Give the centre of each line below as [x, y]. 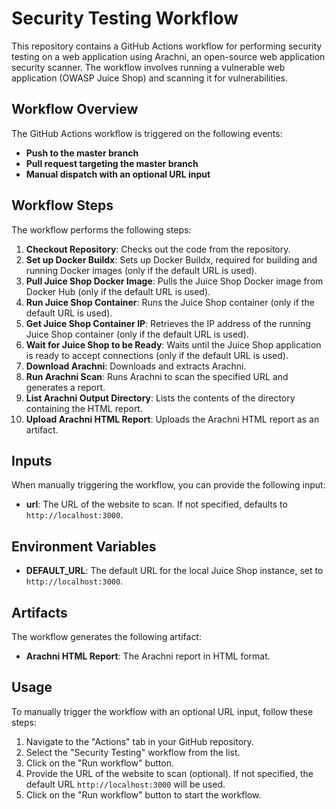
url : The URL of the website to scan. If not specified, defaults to [156, 504]
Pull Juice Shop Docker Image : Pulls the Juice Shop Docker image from [174, 281]
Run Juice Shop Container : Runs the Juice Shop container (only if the [170, 302]
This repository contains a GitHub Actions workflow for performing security [167, 46]
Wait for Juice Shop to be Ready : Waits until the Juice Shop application [173, 344]
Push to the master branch [82, 153]
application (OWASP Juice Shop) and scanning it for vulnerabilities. [150, 78]
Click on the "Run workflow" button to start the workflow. [143, 794]
